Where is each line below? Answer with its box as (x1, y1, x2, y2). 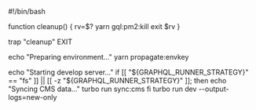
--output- (198, 84, 229, 93)
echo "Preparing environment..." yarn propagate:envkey (8, 53, 189, 61)
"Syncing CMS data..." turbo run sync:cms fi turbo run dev (8, 84, 197, 93)
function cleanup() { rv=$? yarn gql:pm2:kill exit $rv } (8, 22, 181, 31)
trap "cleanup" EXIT (8, 37, 73, 46)
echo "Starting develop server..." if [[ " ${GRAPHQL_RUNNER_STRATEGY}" (8, 68, 249, 77)
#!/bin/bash (8, 7, 46, 16)
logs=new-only (8, 93, 57, 101)
